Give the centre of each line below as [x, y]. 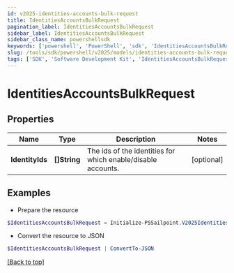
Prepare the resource [48, 209]
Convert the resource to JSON [61, 236]
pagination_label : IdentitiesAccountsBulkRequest [81, 27]
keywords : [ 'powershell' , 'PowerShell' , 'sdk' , [78, 46]
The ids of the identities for [131, 151]
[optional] [207, 159]
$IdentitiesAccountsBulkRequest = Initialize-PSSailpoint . [95, 223]
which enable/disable [122, 159]
